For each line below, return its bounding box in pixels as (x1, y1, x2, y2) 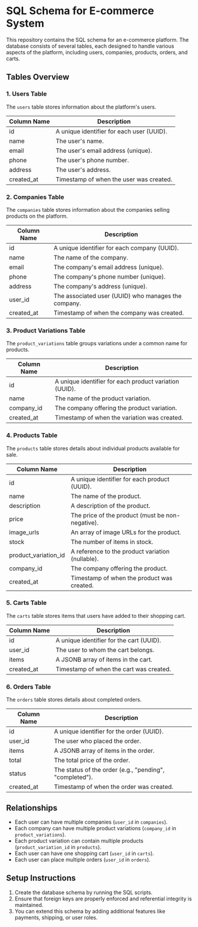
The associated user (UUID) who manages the (53, 291, 182, 300)
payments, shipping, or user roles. (14, 913, 98, 921)
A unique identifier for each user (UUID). (55, 127, 168, 135)
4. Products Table (6, 431, 58, 440)
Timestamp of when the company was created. (53, 309, 184, 317)
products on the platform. (6, 212, 68, 220)
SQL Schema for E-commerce (6, 4, 154, 18)
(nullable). (70, 555, 99, 563)
